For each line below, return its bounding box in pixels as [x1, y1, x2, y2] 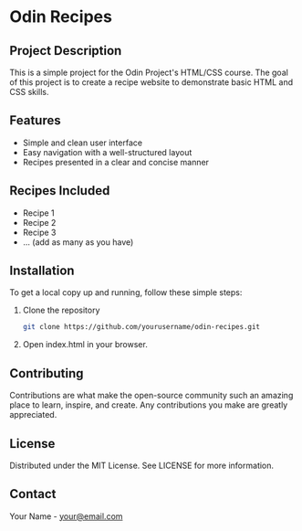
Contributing [9, 366, 84, 381]
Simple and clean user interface [22, 137, 143, 148]
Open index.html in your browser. [22, 339, 148, 350]
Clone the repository [22, 304, 100, 316]
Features [9, 112, 61, 129]
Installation [9, 263, 75, 279]
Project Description [9, 43, 122, 58]
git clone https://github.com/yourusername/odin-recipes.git [22, 323, 261, 332]
